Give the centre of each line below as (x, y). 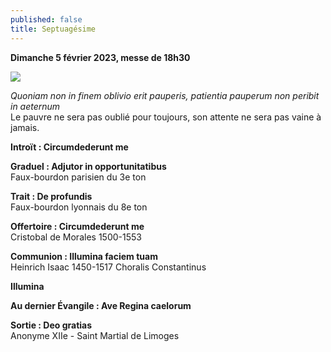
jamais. (25, 127)
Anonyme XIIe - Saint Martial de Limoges (95, 335)
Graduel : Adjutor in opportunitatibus (88, 166)
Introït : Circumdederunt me (69, 147)
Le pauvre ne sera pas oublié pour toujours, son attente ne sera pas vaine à (166, 117)
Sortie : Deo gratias (51, 325)
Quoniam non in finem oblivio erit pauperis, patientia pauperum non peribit (165, 95)
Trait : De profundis (51, 196)
